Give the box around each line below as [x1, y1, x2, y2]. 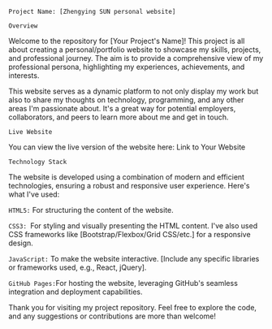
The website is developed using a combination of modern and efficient [8, 172, 245, 182]
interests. [8, 71, 40, 80]
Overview [8, 22, 38, 30]
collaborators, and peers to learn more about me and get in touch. [8, 112, 229, 122]
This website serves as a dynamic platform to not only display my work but [8, 86, 259, 96]
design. [8, 238, 34, 248]
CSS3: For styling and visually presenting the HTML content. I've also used [8, 221, 258, 231]
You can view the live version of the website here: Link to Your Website [8, 142, 246, 152]
